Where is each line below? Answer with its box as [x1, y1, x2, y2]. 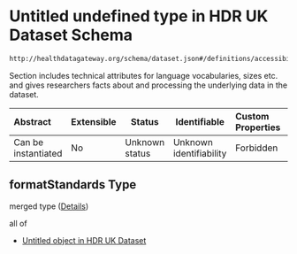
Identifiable [175, 115, 225, 127]
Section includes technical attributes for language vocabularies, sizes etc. [9, 70, 278, 81]
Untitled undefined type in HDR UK [9, 6, 269, 27]
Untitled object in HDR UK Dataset [21, 235, 147, 245]
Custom [235, 110, 270, 122]
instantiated [13, 147, 63, 159]
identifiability [172, 147, 227, 159]
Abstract [13, 115, 51, 127]
